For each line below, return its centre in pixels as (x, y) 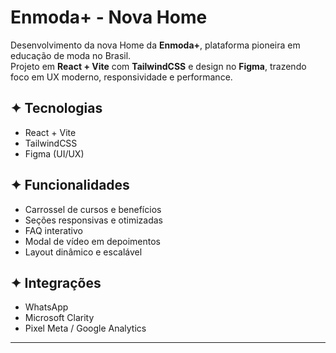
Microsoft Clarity (59, 318)
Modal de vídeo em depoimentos (92, 241)
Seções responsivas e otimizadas (93, 220)
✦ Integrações (56, 282)
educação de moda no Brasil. (71, 55)
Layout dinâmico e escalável (83, 252)
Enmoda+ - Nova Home (109, 17)
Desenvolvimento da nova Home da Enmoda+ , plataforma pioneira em (155, 45)
